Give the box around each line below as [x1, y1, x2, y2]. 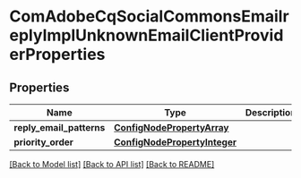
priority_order [13, 136, 74, 148]
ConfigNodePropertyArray [113, 122, 229, 133]
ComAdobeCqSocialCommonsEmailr [9, 6, 289, 27]
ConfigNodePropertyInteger [113, 136, 237, 148]
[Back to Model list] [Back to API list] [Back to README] [9, 159, 215, 169]
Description [245, 106, 297, 118]
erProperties [9, 45, 106, 64]
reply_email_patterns [13, 122, 106, 133]
